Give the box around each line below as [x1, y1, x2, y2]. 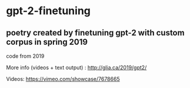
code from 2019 [6, 53, 45, 60]
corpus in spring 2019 [6, 37, 88, 47]
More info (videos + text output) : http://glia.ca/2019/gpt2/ [6, 64, 147, 71]
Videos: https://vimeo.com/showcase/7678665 [6, 76, 120, 82]
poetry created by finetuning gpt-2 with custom [6, 28, 185, 38]
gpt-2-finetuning [6, 4, 91, 18]
